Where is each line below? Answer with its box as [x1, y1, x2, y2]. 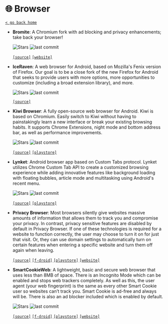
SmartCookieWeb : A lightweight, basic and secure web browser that [12, 266, 156, 273]
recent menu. [12, 180, 40, 186]
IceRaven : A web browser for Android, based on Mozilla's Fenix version [12, 64, 161, 70]
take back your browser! [12, 34, 63, 40]
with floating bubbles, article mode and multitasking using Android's [12, 175, 154, 181]
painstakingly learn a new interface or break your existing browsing [12, 119, 152, 125]
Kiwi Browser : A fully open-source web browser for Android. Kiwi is [12, 108, 153, 114]
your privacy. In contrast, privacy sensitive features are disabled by [12, 220, 152, 226]
